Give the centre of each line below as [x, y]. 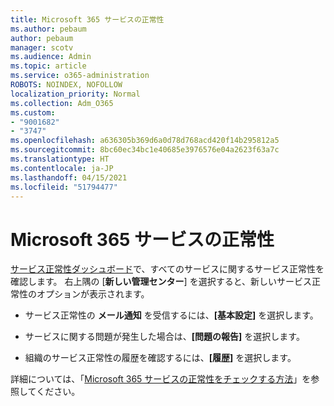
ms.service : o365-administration [80, 76]
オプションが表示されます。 [93, 294]
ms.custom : [33, 112]
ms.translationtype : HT [60, 159]
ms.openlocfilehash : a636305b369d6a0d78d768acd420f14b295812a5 [145, 141]
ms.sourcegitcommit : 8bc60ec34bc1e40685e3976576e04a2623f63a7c [145, 150]
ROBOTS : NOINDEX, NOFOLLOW [66, 85]
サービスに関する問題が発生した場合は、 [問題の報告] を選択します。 [164, 337]
